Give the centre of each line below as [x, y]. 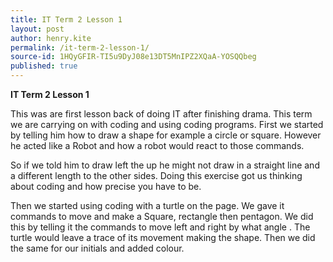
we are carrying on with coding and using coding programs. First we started [167, 124]
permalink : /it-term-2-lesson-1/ [80, 47]
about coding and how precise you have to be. [106, 186]
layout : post [37, 29]
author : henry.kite [51, 38]
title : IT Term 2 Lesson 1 [66, 19]
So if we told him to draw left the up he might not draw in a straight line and [165, 165]
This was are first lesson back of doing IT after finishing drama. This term [161, 114]
